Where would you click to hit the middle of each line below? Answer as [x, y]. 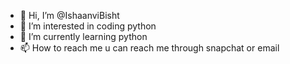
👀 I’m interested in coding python [88, 26]
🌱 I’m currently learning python [83, 36]
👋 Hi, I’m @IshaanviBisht [69, 15]
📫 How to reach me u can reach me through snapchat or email [149, 48]
